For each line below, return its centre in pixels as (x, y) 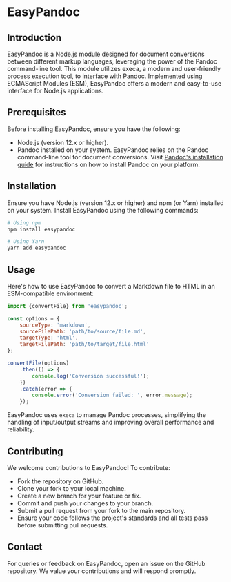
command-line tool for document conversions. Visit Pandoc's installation (120, 157)
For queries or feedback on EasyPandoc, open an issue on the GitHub (106, 563)
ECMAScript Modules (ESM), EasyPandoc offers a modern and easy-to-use (114, 83)
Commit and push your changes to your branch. (85, 503)
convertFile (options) (38, 363)
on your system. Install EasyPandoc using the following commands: (103, 210)
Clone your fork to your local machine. (71, 488)
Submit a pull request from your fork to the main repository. (101, 511)
